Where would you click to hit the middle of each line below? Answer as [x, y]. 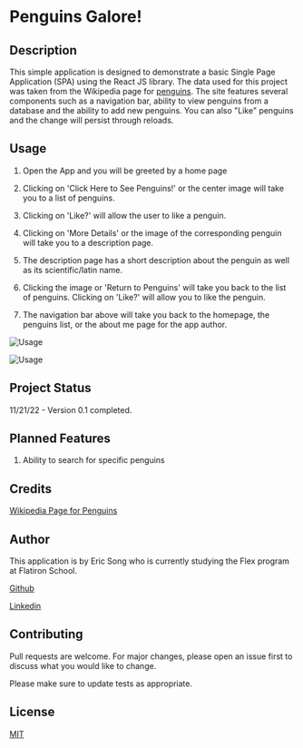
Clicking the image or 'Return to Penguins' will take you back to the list [154, 287]
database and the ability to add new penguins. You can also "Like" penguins [151, 110]
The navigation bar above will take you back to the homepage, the [146, 314]
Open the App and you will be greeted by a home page [125, 171]
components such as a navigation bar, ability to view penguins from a [139, 101]
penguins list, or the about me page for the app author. [125, 324]
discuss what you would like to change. [83, 665]
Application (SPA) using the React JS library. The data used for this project [148, 82]
